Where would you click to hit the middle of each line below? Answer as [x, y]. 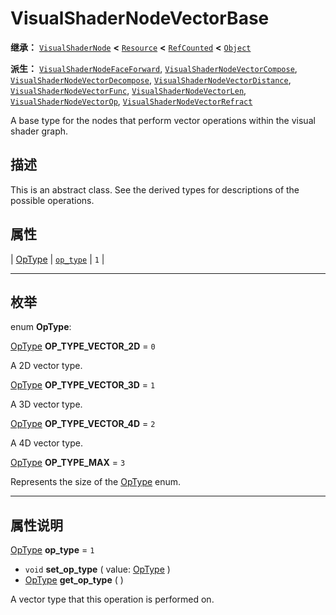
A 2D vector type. [46, 366]
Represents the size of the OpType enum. [96, 482]
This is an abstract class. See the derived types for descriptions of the [155, 189]
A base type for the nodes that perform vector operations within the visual [163, 120]
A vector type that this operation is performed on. [112, 599]
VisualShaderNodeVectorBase [140, 18]
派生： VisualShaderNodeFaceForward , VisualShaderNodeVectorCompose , [154, 68]
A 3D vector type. [46, 404]
